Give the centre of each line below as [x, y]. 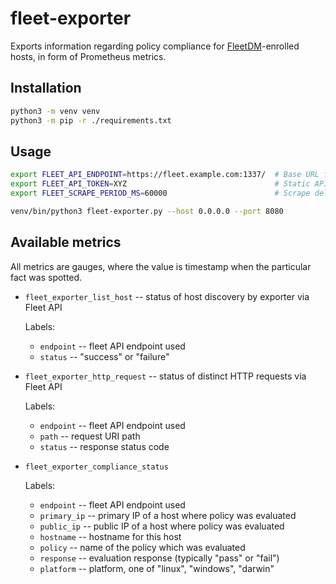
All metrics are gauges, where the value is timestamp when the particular [161, 266]
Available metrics [66, 242]
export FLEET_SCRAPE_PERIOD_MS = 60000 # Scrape [160, 193]
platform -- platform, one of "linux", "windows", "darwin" [157, 568]
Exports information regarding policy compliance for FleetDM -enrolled [155, 46]
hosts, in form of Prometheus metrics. [88, 56]
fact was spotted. [46, 277]
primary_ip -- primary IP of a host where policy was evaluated [168, 515]
